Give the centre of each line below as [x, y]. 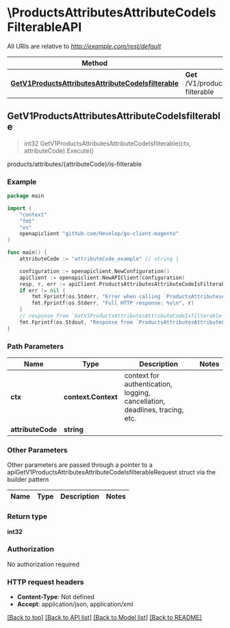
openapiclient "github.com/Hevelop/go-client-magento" [99, 234]
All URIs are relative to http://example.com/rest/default [84, 46]
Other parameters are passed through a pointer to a [80, 465]
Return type [27, 517]
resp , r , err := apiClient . [59, 284]
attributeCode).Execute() [59, 150]
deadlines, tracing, [154, 409]
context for [142, 375]
